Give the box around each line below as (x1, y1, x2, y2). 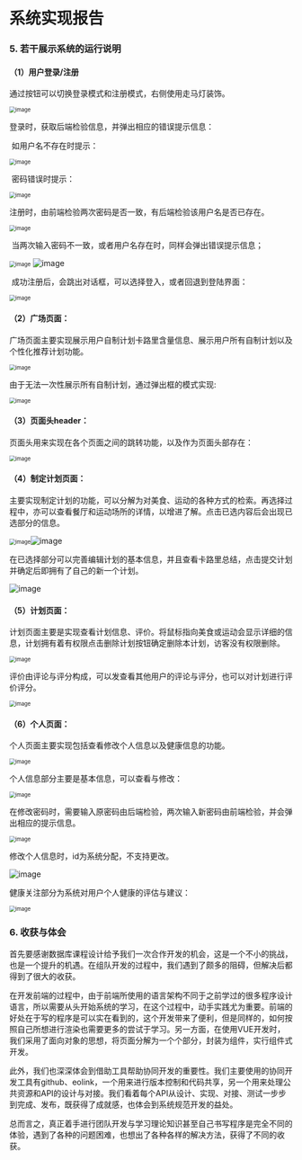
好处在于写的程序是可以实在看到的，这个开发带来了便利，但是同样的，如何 (9, 1013, 285, 1023)
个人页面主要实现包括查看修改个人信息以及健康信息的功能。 (9, 740, 230, 751)
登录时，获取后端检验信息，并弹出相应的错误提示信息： (9, 121, 214, 132)
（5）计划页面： (9, 604, 70, 616)
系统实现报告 (9, 8, 105, 29)
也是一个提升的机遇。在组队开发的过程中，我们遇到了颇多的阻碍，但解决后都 (9, 959, 293, 970)
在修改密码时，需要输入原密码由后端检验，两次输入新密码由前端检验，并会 (9, 807, 285, 817)
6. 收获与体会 (9, 926, 67, 939)
